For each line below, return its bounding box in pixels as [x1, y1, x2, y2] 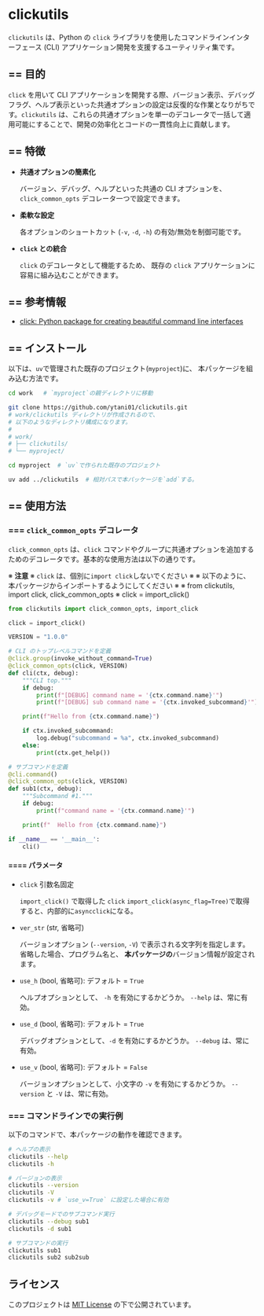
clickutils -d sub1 [8, 1225, 72, 1233]
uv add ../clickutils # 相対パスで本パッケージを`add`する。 [8, 476, 198, 484]
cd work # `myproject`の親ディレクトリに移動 [8, 389, 153, 398]
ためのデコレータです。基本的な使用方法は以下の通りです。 [8, 554, 200, 564]
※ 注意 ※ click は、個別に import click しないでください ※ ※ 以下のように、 [8, 571, 251, 580]
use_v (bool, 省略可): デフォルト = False [19, 1062, 148, 1072]
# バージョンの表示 [8, 1174, 63, 1182]
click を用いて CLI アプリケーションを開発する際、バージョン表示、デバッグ [8, 90, 255, 99]
